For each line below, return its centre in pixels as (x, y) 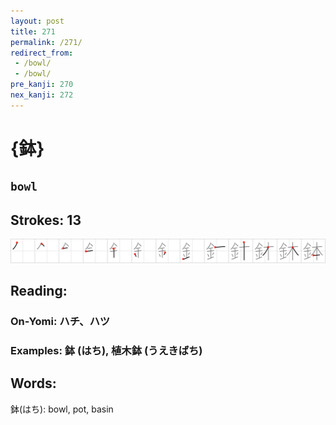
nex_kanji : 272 (42, 95)
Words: (33, 383)
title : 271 (33, 31)
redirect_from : (42, 53)
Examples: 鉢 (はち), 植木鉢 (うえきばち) (106, 350)
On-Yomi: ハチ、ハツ (60, 321)
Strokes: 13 (46, 220)
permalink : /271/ (46, 42)
